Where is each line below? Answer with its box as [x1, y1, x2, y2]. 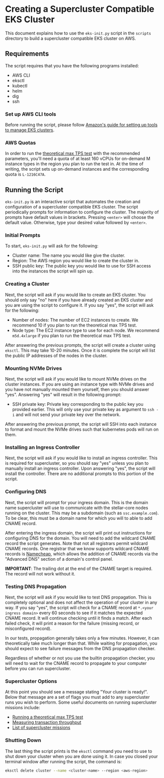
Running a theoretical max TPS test [12, 714, 83, 720]
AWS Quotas [5, 139, 36, 146]
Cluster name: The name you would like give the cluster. [12, 252, 126, 259]
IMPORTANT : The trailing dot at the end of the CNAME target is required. [5, 566, 153, 571]
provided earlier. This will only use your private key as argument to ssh [12, 407, 154, 413]
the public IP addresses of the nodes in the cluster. [5, 353, 108, 359]
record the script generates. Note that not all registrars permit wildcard [5, 540, 148, 546]
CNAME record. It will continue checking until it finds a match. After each [5, 615, 152, 621]
